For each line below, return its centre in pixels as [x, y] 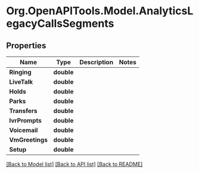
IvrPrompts [25, 120]
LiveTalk [21, 82]
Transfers [23, 111]
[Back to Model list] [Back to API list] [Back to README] [74, 164]
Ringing [20, 72]
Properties [26, 45]
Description [97, 62]
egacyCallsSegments [60, 23]
